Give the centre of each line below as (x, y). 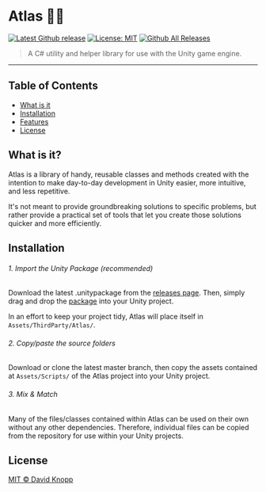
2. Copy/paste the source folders (62, 343)
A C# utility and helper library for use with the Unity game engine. (135, 53)
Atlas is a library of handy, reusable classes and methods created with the (129, 174)
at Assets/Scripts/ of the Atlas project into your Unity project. (109, 376)
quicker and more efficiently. (55, 223)
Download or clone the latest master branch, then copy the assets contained (133, 368)
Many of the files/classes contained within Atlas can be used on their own (129, 418)
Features (34, 121)
